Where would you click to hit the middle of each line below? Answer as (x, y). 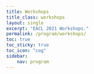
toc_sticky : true (28, 45)
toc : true (18, 39)
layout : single (25, 23)
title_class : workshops (36, 17)
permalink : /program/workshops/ (46, 34)
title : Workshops (28, 12)
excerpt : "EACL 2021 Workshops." (48, 28)
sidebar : (17, 56)
